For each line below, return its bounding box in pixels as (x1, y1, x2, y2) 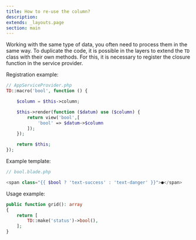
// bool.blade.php (6, 169, 51, 175)
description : (6, 14, 38, 20)
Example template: (6, 158, 51, 164)
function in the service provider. (6, 60, 83, 67)
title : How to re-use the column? (6, 8, 91, 15)
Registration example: (6, 71, 59, 78)
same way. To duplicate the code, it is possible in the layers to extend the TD (6, 48, 190, 55)
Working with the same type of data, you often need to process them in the (6, 41, 188, 48)
